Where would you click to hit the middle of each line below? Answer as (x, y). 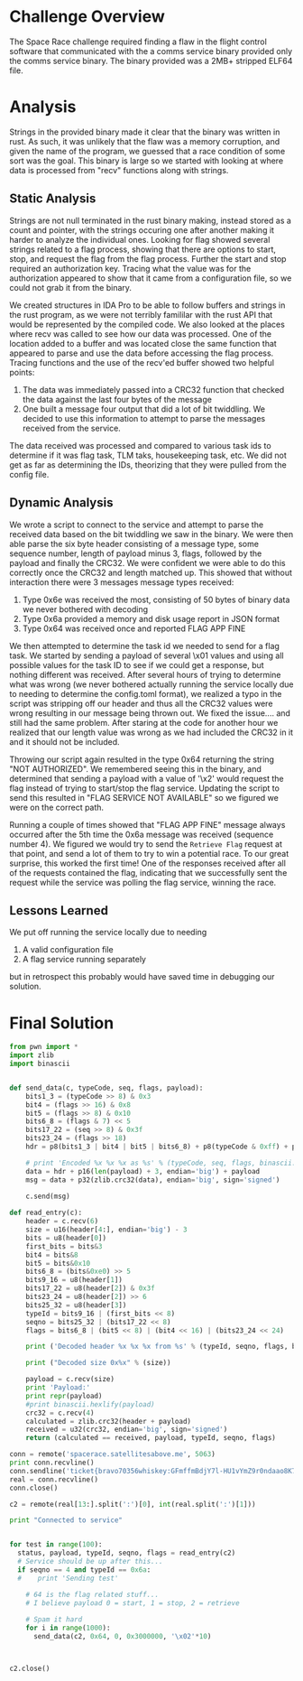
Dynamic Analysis (61, 503)
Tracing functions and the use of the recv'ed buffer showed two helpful (142, 362)
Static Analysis (53, 199)
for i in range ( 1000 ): (68, 1628)
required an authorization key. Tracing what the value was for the (130, 268)
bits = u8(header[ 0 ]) (66, 1238)
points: (22, 372)
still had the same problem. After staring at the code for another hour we (144, 722)
